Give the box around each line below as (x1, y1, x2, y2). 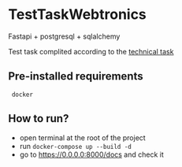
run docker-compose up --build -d (19, 141, 132, 150)
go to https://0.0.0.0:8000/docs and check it (19, 150, 164, 159)
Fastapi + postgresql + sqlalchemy (8, 32, 121, 41)
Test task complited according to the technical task (8, 46, 174, 56)
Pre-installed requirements (8, 69, 143, 83)
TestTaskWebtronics (8, 6, 147, 24)
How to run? (8, 112, 69, 125)
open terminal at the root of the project (19, 132, 146, 143)
